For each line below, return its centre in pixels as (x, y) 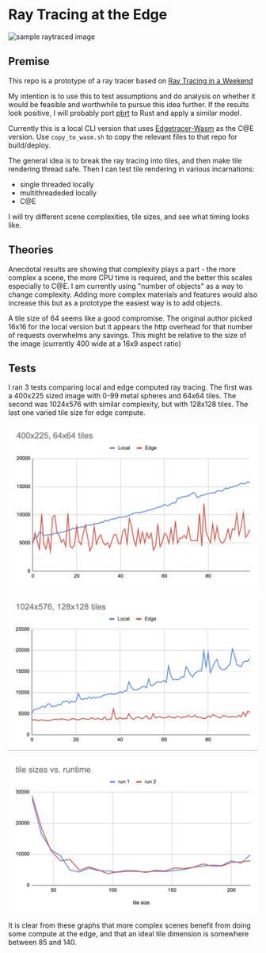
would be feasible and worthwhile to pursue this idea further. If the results (129, 104)
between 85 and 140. (43, 942)
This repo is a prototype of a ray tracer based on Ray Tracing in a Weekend (131, 80)
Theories (31, 250)
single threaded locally (57, 184)
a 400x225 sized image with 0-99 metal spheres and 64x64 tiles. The (122, 396)
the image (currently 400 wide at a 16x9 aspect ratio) (95, 344)
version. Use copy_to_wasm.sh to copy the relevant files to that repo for (123, 136)
